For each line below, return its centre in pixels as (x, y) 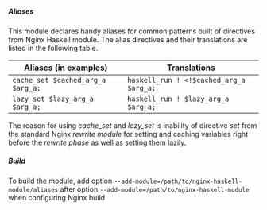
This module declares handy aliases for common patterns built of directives (132, 31)
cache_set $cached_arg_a (59, 80)
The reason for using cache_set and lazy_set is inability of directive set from (133, 125)
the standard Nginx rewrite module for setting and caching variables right (128, 134)
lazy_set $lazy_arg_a (53, 99)
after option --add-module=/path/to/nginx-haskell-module (155, 189)
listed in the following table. (53, 48)
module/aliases (33, 190)
